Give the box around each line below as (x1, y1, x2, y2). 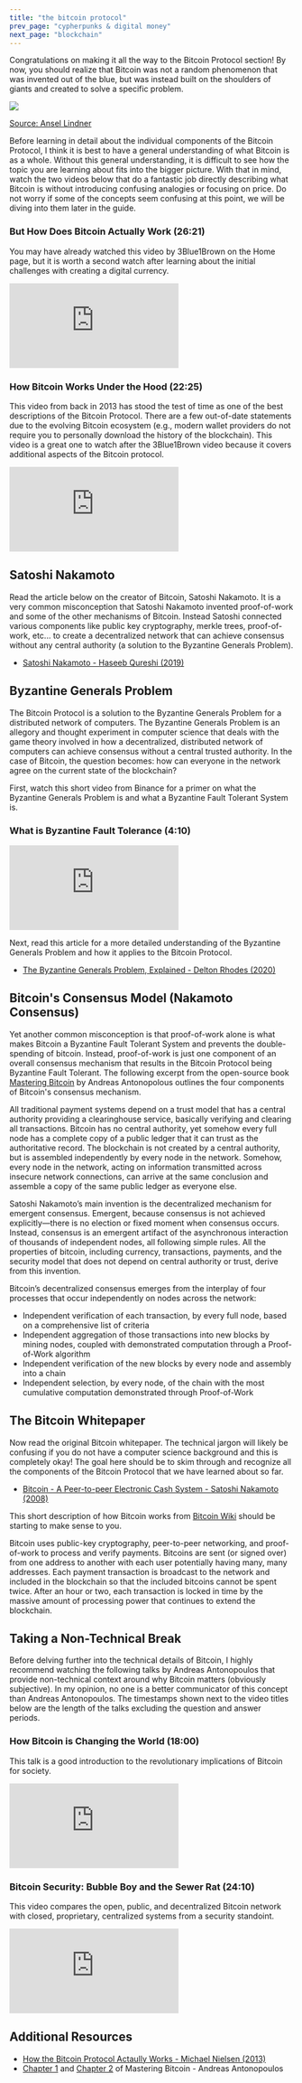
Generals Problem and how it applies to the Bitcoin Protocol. (9, 946, 233, 958)
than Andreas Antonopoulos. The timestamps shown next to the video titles (9, 1694, 289, 1704)
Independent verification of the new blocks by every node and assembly (22, 1357, 292, 1369)
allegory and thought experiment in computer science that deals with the (9, 727, 279, 737)
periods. (9, 1712, 41, 1723)
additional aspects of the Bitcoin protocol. (9, 448, 165, 459)
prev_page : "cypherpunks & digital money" (9, 22, 171, 31)
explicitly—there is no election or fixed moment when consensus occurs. (9, 1217, 279, 1228)
